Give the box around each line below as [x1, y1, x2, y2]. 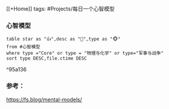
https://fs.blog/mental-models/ [6, 96, 83, 103]
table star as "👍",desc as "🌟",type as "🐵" [6, 36, 121, 42]
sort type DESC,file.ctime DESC [6, 55, 87, 61]
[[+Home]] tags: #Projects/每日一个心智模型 [6, 5, 115, 12]
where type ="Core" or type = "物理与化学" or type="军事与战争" [6, 50, 164, 57]
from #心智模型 [6, 44, 41, 50]
